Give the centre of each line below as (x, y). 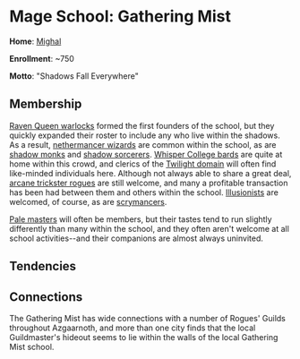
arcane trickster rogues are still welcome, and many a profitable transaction (149, 183)
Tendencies (43, 266)
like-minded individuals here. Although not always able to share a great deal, (150, 173)
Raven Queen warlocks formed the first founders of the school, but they (142, 125)
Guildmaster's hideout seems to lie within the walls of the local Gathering (144, 337)
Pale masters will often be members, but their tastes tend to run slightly (141, 219)
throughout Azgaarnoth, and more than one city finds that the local (133, 328)
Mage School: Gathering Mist (120, 17)
